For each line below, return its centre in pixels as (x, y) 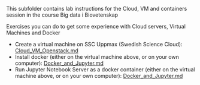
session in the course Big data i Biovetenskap (62, 15)
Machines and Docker (33, 33)
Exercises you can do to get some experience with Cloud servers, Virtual (96, 26)
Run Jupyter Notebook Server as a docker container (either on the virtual (105, 70)
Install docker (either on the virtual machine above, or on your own (97, 57)
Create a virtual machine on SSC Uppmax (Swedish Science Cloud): (99, 44)
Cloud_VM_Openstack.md (47, 51)
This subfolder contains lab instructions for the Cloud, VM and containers (97, 9)
